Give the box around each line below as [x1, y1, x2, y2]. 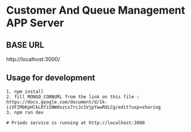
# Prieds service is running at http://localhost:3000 [6, 120, 145, 125]
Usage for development [6, 73, 95, 83]
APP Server [6, 16, 64, 30]
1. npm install [6, 89, 44, 95]
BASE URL [6, 40, 45, 50]
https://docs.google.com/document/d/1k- [6, 99, 108, 105]
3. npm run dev [6, 109, 44, 115]
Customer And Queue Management [6, 4, 186, 17]
